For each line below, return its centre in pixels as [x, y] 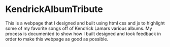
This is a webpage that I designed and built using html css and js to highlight [85, 23]
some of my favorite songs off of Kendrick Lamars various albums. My [79, 28]
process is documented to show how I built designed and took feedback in [83, 33]
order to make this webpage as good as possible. [57, 39]
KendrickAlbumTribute [54, 9]
